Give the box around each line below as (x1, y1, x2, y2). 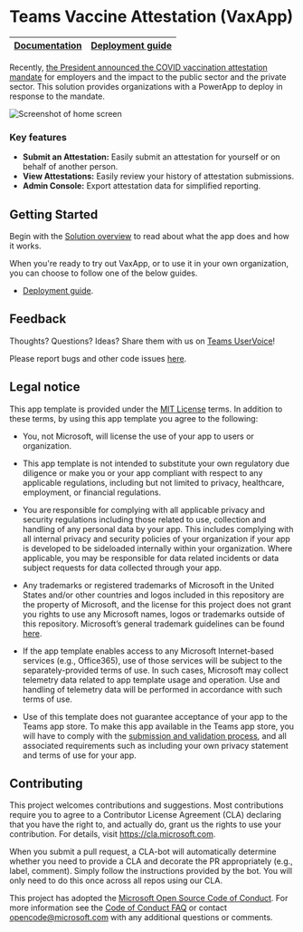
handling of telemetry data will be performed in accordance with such (22, 684, 283, 694)
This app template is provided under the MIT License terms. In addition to (9, 403, 283, 414)
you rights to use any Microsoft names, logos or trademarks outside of (22, 608, 286, 619)
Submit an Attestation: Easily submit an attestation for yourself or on (22, 151, 280, 162)
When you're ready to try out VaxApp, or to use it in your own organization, (9, 258, 289, 269)
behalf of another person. (22, 161, 118, 172)
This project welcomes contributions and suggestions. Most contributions (9, 800, 284, 811)
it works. (9, 240, 43, 251)
